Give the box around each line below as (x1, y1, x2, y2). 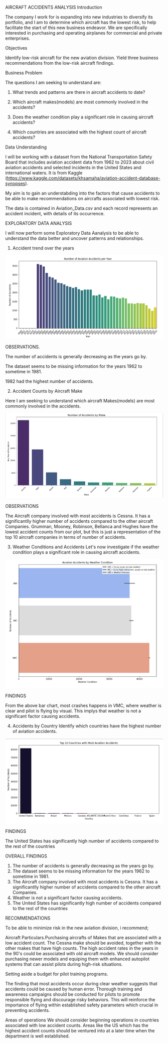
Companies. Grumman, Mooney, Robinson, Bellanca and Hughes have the (5, 524, 158, 530)
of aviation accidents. (12, 728, 57, 734)
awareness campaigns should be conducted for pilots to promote (5, 991, 140, 997)
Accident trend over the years (12, 245, 74, 251)
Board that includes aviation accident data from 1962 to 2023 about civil (5, 159, 154, 165)
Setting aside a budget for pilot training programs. (5, 971, 108, 977)
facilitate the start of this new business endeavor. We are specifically (5, 25, 147, 31)
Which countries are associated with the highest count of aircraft (12, 129, 147, 135)
